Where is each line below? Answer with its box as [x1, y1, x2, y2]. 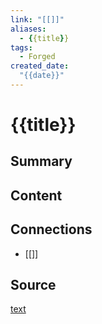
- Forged [19, 52, 56, 62]
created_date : [10, 61, 70, 71]
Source [10, 277, 57, 294]
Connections [10, 221, 93, 238]
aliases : [10, 24, 47, 34]
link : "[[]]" [10, 14, 65, 25]
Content [10, 187, 63, 204]
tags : [10, 42, 33, 53]
